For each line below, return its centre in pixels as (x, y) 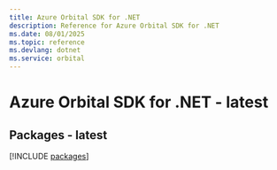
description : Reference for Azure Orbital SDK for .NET (114, 26)
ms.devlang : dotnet (45, 50)
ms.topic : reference (47, 42)
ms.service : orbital (47, 58)
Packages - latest (58, 135)
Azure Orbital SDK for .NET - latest (139, 102)
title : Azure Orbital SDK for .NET (75, 17)
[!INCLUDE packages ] (49, 156)
